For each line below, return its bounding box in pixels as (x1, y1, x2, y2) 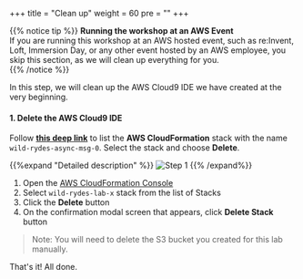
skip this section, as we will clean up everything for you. (9, 55, 220, 65)
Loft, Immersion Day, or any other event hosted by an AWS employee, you (9, 45, 287, 56)
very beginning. (9, 91, 68, 102)
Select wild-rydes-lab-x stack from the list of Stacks (22, 187, 221, 199)
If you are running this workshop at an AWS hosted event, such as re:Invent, (9, 36, 294, 46)
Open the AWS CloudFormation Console (22, 178, 174, 189)
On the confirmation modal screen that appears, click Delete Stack (22, 207, 274, 218)
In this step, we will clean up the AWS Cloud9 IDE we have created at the (9, 82, 282, 92)
